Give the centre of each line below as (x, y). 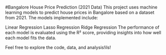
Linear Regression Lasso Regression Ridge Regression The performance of (82, 27)
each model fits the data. (31, 38)
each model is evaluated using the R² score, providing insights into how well (83, 32)
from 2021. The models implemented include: (52, 18)
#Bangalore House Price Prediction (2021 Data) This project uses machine (82, 7)
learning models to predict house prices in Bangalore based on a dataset (80, 12)
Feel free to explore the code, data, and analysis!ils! (58, 47)
